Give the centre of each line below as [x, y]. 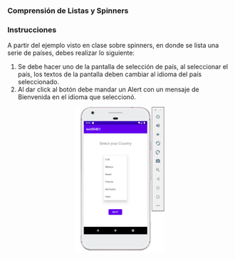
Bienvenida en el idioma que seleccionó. [77, 97]
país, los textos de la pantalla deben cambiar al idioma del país [109, 74]
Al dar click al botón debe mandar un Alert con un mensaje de [108, 90]
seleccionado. [38, 82]
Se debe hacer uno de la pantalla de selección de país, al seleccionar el [123, 67]
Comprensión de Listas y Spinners [68, 11]
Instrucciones [32, 29]
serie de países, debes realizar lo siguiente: [71, 53]
